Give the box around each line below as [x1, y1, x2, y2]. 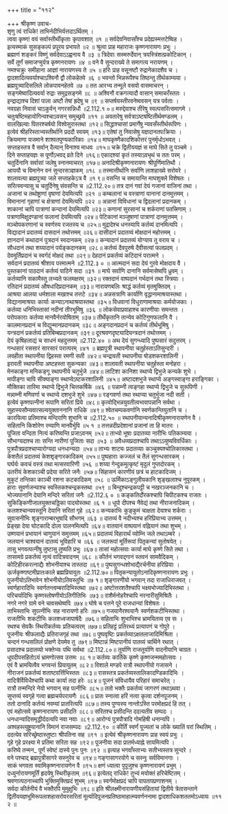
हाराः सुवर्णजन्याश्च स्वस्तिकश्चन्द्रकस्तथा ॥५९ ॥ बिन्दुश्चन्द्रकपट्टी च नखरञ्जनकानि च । [7, 484, 194, 491]
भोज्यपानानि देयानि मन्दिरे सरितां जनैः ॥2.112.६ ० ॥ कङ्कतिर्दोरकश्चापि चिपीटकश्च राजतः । [7, 491, 207, 499]
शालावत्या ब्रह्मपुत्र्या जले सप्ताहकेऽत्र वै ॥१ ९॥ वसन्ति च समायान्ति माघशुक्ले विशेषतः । [7, 174, 190, 182]
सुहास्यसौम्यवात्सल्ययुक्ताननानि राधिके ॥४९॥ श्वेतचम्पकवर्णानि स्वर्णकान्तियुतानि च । [7, 406, 188, 414]
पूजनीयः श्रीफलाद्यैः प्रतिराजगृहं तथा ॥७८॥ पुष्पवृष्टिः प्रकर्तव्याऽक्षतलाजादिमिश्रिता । [7, 630, 179, 638]
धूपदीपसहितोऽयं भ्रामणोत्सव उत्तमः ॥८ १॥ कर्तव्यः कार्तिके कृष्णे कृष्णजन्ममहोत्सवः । [7, 653, 183, 662]
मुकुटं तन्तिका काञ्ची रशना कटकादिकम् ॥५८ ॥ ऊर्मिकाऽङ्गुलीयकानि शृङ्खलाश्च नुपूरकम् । [7, 475, 206, 484]
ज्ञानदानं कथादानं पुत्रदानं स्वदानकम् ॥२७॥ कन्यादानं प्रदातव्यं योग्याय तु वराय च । [7, 236, 181, 244]
